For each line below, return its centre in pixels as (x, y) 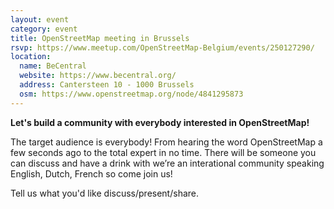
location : (31, 57)
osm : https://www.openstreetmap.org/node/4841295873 (131, 94)
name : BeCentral (53, 66)
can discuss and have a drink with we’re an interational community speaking (167, 163)
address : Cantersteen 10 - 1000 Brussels (107, 85)
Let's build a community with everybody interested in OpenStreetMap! (160, 122)
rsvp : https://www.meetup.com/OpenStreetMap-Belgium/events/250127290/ (162, 47)
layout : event (40, 19)
